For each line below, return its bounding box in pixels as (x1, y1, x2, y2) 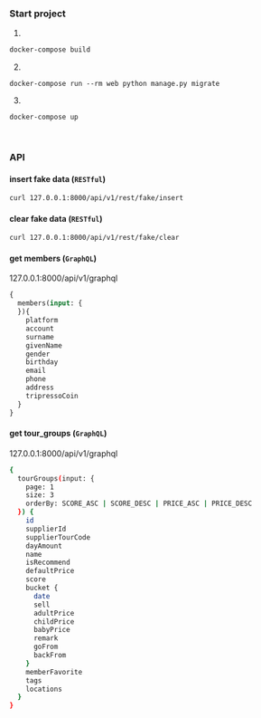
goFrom (33, 642, 59, 652)
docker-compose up (9, 112, 79, 122)
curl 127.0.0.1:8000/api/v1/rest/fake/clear (9, 234, 180, 243)
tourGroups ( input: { (17, 474, 95, 483)
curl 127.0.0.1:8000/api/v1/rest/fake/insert (9, 194, 183, 203)
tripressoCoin (25, 391, 79, 400)
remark (33, 634, 59, 643)
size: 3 (25, 491, 54, 500)
